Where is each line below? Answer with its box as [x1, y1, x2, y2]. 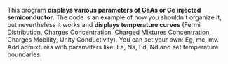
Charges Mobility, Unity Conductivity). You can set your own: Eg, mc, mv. [7, 35, 220, 44]
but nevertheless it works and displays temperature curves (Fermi [7, 21, 201, 29]
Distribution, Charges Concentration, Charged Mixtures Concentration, [7, 28, 212, 36]
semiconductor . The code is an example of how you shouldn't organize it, [7, 13, 222, 22]
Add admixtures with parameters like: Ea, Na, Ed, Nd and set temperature [7, 43, 219, 51]
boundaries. [7, 50, 42, 58]
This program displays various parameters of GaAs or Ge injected [7, 6, 201, 14]
